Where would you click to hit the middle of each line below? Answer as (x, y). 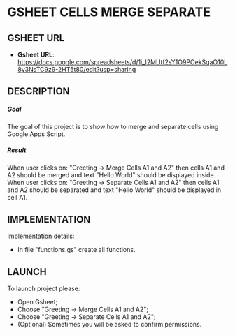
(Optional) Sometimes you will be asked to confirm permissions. (109, 324)
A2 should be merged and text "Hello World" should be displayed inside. (112, 175)
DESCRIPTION (38, 91)
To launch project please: (44, 288)
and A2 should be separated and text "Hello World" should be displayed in (114, 190)
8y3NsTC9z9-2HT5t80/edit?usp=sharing (77, 69)
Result (17, 150)
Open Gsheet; (37, 301)
